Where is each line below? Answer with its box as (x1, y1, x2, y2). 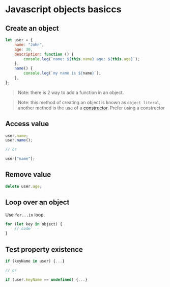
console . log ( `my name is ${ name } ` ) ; (23, 70, 101, 76)
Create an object (5, 24, 60, 33)
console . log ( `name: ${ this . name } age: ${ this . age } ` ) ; (23, 56, 140, 62)
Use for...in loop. (5, 211, 45, 218)
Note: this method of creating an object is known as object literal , (17, 99, 161, 105)
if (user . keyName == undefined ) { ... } (5, 277, 88, 282)
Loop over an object (5, 198, 70, 207)
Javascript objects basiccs (5, 4, 122, 15)
